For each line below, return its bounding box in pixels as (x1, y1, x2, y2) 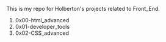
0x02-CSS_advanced (15, 29, 69, 37)
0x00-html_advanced (15, 17, 70, 23)
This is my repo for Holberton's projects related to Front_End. (6, 5, 161, 12)
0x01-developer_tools (15, 23, 70, 30)
